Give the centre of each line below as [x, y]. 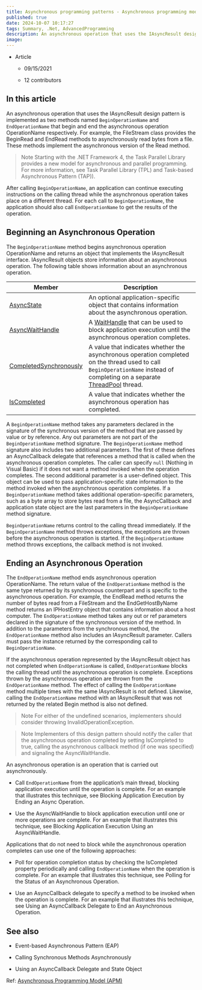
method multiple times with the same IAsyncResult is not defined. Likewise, [99, 691]
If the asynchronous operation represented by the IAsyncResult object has [98, 659]
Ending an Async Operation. [50, 802]
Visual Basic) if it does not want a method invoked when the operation [93, 469]
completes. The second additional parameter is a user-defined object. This [99, 475]
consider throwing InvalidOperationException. [78, 723]
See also [23, 931]
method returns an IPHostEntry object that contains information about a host [101, 610]
